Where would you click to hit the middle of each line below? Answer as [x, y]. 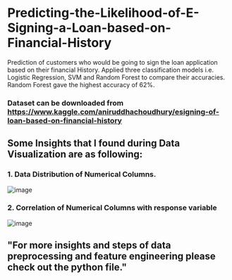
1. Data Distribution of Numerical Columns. [82, 174]
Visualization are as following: [75, 154]
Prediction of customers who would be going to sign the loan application [113, 62]
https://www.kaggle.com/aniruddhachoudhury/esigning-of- [114, 112]
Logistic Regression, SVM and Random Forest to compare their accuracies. [116, 77]
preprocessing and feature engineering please [112, 256]
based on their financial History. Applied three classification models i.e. [110, 70]
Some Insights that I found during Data [94, 143]
